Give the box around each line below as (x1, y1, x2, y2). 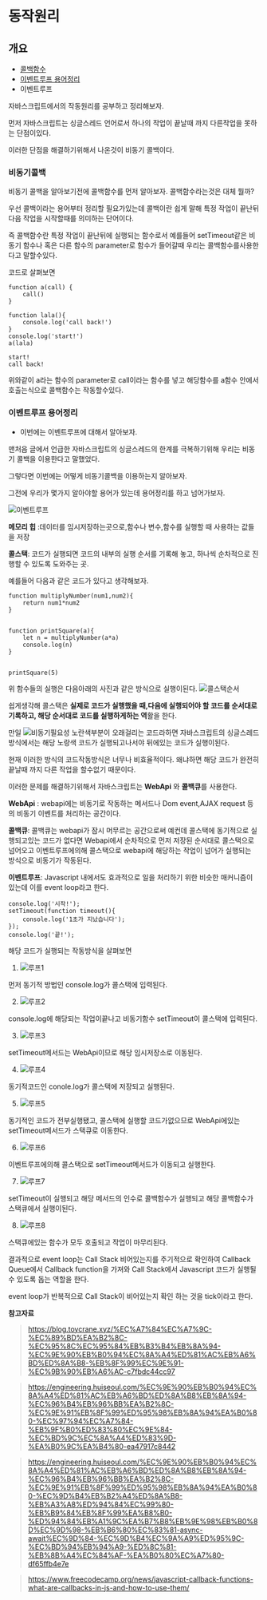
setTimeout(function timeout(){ (8, 907, 116, 915)
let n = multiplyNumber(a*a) (22, 633, 120, 641)
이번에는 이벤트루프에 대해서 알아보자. (19, 427, 138, 436)
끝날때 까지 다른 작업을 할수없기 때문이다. (8, 764, 136, 774)
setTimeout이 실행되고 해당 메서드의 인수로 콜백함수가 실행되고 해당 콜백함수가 (8, 1193, 253, 1203)
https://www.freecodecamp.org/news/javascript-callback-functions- (27, 1574, 253, 1584)
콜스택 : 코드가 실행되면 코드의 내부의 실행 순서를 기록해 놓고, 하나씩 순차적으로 (8, 549, 251, 558)
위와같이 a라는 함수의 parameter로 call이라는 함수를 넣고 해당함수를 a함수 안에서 (8, 375, 259, 385)
